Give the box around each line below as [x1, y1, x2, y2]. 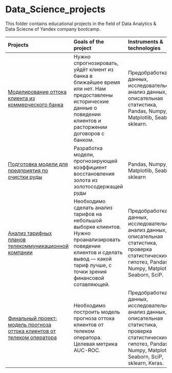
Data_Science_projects [5, 4, 106, 15]
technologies [127, 45, 161, 52]
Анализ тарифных [8, 229, 52, 236]
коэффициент [73, 164, 107, 171]
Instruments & [127, 38, 164, 45]
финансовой [73, 274, 104, 281]
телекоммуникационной [8, 242, 69, 249]
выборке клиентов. [73, 223, 121, 230]
